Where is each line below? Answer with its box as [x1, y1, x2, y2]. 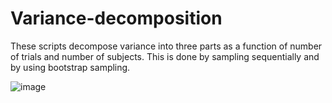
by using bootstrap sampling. [10, 61, 131, 73]
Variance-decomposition [10, 7, 223, 30]
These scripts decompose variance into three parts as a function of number [10, 40, 323, 52]
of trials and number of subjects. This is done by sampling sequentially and [10, 50, 320, 62]
